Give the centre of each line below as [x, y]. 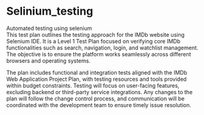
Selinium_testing [50, 11]
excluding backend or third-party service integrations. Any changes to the [100, 92]
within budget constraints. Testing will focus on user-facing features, [93, 85]
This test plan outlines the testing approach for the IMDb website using [96, 34]
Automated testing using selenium [49, 28]
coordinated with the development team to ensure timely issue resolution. [99, 105]
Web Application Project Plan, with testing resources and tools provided [97, 79]
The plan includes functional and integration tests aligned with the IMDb [97, 72]
